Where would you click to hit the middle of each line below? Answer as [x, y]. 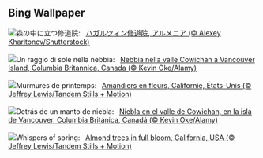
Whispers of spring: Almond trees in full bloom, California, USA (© [126, 138]
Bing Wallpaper [47, 13]
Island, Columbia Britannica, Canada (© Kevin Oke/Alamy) [103, 68]
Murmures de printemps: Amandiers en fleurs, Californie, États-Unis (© [134, 85]
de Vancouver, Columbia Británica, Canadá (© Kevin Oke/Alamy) [113, 119]
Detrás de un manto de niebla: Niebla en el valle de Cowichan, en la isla [134, 111]
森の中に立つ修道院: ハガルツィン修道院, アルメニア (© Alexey [118, 33]
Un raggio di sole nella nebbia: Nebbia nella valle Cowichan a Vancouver [135, 59]
